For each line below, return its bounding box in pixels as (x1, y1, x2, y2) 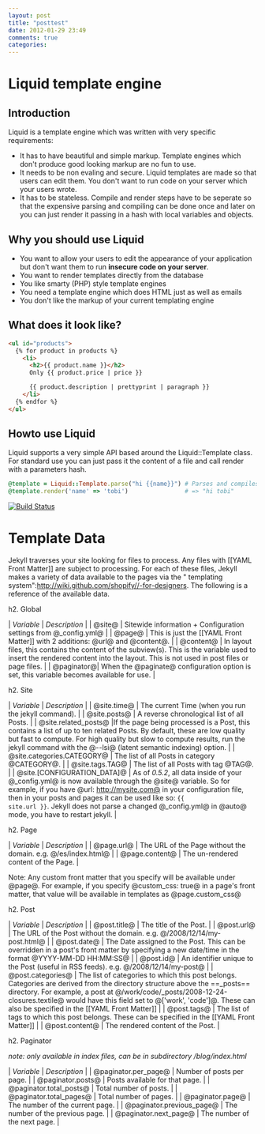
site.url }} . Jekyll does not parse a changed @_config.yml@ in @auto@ (8, 801, 247, 811)
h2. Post (8, 905, 35, 914)
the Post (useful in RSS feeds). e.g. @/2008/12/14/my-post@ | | (8, 962, 214, 972)
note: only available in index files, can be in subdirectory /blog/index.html (8, 1052, 247, 1061)
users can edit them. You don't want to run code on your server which (19, 176, 248, 186)
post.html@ (8, 937, 46, 947)
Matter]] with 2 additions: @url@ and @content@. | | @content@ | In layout (8, 637, 252, 646)
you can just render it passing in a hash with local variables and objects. (19, 210, 254, 220)
